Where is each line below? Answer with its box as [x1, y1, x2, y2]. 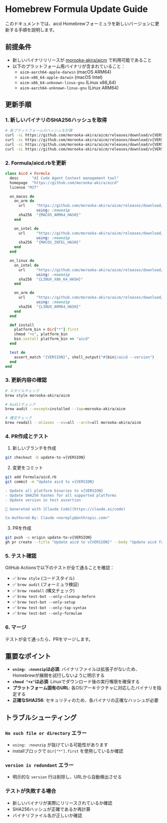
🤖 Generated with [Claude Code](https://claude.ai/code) [5, 507, 126, 512]
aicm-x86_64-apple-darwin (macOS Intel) [19, 74, 103, 80]
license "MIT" [9, 185, 39, 190]
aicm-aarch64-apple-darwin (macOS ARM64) [19, 69, 112, 75]
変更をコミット [12, 465, 43, 471]
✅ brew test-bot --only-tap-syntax [12, 604, 87, 611]
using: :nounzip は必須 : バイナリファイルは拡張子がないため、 [12, 666, 140, 672]
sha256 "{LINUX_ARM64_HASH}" [18, 304, 81, 309]
